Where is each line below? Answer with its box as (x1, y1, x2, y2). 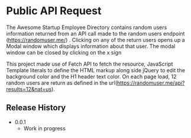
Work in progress (23, 124, 66, 131)
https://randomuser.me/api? (117, 79, 185, 86)
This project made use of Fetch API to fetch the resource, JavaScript (6, 60, 173, 68)
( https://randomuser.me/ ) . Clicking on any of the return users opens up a (6, 36, 185, 43)
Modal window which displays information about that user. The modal (6, 43, 176, 50)
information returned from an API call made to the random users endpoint (6, 30, 185, 37)
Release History (6, 102, 66, 113)
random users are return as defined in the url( (6, 79, 118, 86)
